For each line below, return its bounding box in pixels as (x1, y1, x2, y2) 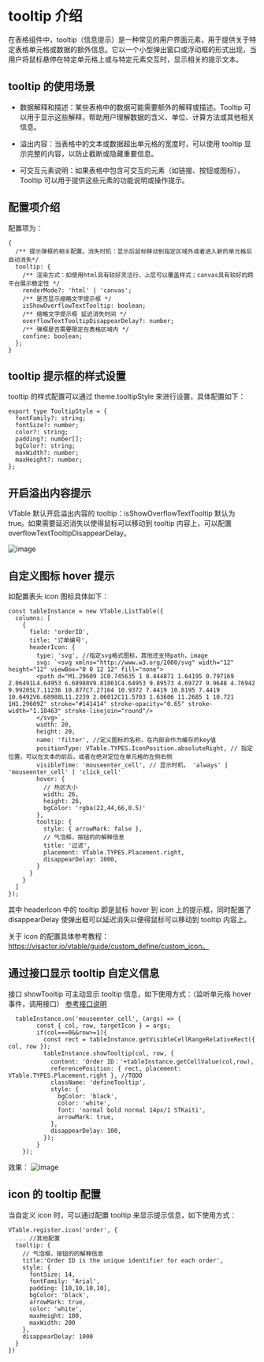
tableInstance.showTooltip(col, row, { (43, 1049, 175, 1057)
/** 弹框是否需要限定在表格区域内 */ (22, 325, 130, 333)
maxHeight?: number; (15, 456, 83, 464)
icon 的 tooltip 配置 (8, 1188, 101, 1201)
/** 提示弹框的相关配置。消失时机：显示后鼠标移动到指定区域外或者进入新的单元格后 (15, 247, 252, 255)
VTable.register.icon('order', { (8, 1225, 118, 1234)
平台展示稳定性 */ (8, 280, 61, 287)
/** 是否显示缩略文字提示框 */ (22, 295, 112, 302)
